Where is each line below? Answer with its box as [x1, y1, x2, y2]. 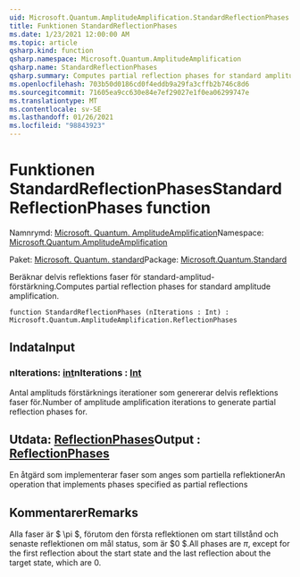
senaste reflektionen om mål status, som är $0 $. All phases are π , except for [9, 539, 290, 549]
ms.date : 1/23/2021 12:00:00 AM [9, 30, 129, 38]
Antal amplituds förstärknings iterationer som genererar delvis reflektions [9, 386, 279, 398]
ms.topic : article [9, 38, 78, 47]
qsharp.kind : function [9, 47, 94, 55]
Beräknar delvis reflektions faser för [9, 271, 141, 282]
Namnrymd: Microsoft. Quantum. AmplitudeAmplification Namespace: [9, 227, 264, 238]
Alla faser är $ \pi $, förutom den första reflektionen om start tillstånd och [9, 529, 279, 539]
